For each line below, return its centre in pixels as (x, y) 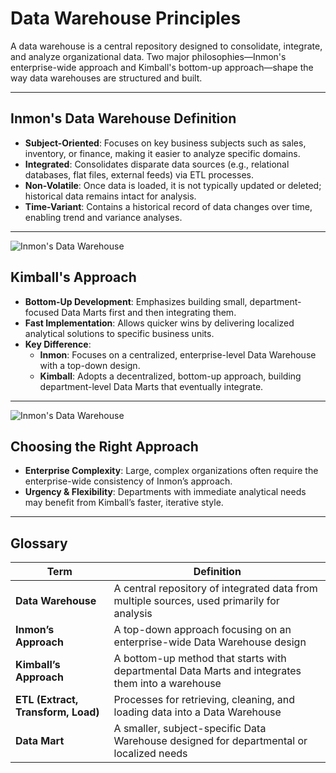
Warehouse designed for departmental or (210, 741)
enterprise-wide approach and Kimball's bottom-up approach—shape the (162, 67)
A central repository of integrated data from (215, 589)
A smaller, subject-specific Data (190, 729)
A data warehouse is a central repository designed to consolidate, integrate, (166, 46)
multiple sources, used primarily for (196, 601)
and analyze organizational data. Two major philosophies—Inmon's (148, 56)
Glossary (39, 543)
